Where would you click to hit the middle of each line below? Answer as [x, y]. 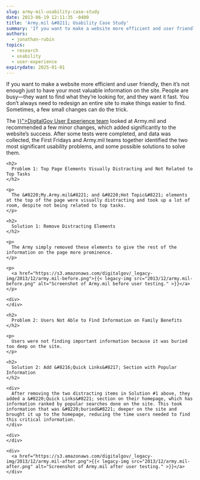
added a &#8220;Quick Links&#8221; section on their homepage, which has [100, 399]
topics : [16, 45]
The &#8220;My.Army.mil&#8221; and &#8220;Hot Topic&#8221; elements [99, 195]
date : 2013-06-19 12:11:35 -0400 [48, 17]
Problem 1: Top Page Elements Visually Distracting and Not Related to [102, 169]
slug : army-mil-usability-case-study [53, 12]
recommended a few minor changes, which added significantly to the [91, 127]
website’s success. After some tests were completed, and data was [89, 134]
